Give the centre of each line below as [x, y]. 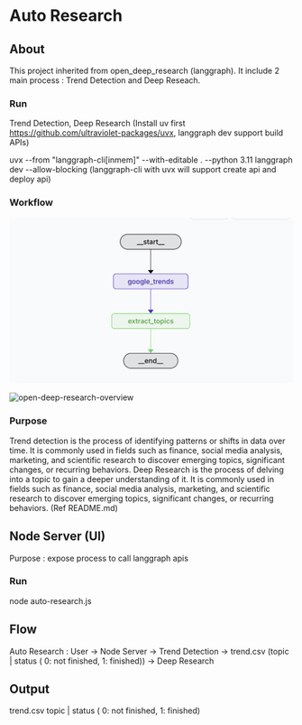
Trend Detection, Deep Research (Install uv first [98, 124]
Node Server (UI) [58, 537]
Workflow [32, 202]
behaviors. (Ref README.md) [64, 507]
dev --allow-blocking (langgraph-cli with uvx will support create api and [143, 170]
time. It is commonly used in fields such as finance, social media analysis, [146, 450]
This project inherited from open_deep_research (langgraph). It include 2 [144, 70]
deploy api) [30, 179]
